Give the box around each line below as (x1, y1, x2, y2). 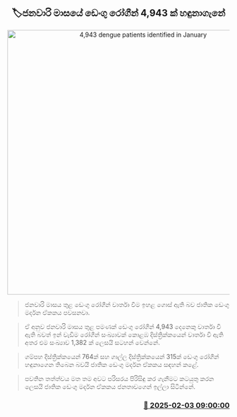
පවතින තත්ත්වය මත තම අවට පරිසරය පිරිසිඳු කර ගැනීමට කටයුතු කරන (24, 374, 214, 382)
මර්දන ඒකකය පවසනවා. (24, 308, 90, 317)
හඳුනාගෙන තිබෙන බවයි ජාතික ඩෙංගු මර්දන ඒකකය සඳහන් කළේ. (24, 360, 199, 368)
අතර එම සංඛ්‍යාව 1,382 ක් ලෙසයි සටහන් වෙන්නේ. (24, 338, 160, 346)
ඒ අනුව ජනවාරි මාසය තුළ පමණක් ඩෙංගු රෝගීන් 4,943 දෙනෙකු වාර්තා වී (24, 322, 221, 331)
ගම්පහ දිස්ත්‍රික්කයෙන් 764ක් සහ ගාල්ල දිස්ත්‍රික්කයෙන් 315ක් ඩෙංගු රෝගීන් (24, 352, 219, 361)
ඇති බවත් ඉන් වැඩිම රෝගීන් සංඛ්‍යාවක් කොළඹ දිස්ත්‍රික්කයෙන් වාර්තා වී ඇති (24, 330, 224, 339)
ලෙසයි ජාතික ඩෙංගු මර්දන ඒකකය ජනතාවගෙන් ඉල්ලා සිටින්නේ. (24, 382, 196, 391)
